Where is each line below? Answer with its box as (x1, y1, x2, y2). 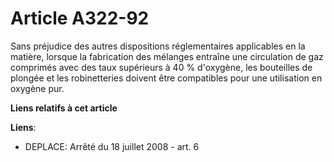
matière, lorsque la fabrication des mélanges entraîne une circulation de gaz (10, 50, 324, 62)
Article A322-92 (10, 7, 150, 30)
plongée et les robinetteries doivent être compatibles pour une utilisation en (10, 72, 323, 84)
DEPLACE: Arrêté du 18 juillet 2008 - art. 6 (24, 140, 200, 152)
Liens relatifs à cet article (10, 102, 118, 114)
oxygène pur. (10, 82, 65, 94)
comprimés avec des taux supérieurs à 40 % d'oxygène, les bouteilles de (10, 61, 313, 73)
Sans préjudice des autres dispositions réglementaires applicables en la (10, 40, 306, 52)
